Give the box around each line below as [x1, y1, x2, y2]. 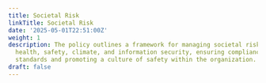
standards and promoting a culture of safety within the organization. [15, 56, 257, 64]
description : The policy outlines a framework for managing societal [8, 41, 243, 49]
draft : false [8, 63, 51, 71]
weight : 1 [8, 33, 41, 42]
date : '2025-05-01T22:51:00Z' [8, 26, 108, 34]
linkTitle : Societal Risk [8, 19, 93, 27]
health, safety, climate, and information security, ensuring [15, 48, 225, 56]
